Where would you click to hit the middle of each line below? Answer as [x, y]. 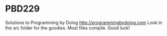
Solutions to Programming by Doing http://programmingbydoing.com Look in [84, 22]
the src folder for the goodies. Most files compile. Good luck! [68, 27]
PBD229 [22, 9]
